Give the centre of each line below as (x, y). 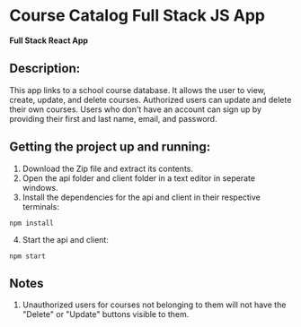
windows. (40, 187)
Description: (45, 69)
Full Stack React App (49, 40)
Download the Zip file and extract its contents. (107, 168)
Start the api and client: (66, 239)
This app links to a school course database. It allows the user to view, (138, 90)
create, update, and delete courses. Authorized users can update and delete (150, 99)
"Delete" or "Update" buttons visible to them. (106, 314)
